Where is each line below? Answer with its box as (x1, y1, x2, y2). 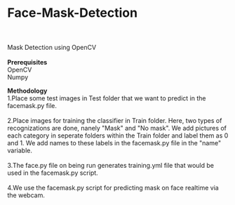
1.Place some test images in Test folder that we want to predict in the (7, 93, 206, 102)
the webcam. (7, 191, 46, 199)
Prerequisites (7, 58, 48, 66)
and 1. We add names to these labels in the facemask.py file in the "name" (7, 138, 222, 147)
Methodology (7, 86, 48, 95)
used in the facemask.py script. (7, 168, 98, 177)
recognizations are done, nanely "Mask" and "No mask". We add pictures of (7, 124, 227, 132)
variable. (7, 146, 33, 154)
